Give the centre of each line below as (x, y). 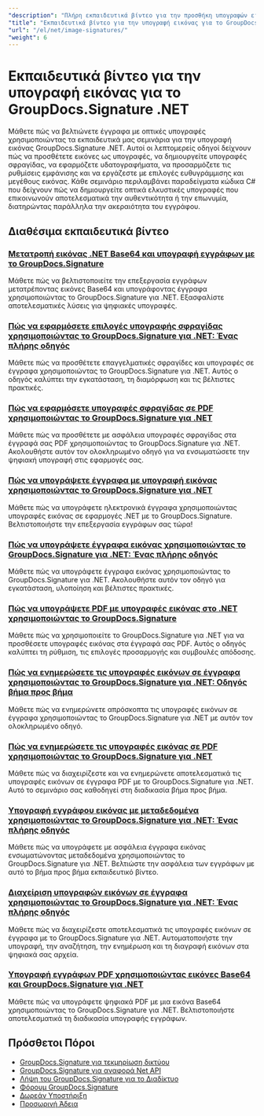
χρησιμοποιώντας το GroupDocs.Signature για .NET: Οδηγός (128, 682)
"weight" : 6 (27, 37)
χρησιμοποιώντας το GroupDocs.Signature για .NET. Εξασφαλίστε (116, 297)
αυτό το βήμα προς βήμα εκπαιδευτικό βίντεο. (83, 872)
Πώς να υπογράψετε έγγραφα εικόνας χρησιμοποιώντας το (127, 545)
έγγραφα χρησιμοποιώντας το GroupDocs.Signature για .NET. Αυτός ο (123, 371)
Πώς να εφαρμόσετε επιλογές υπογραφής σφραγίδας (115, 325)
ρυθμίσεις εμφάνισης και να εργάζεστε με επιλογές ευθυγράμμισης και (126, 173)
